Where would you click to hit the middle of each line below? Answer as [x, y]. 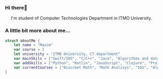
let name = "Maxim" [33, 45]
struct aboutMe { [23, 40]
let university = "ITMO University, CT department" [67, 54]
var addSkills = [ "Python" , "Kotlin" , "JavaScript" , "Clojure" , [80, 63]
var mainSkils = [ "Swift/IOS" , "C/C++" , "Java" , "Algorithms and [81, 59]
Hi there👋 [16, 8]
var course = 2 [29, 50]
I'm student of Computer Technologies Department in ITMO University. [81, 18]
